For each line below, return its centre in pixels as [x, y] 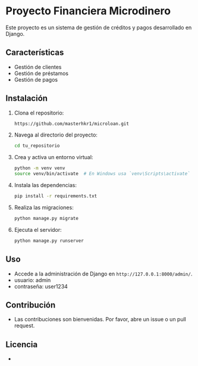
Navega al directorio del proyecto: [56, 135]
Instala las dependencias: [45, 185]
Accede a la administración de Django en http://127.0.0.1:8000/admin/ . [103, 274]
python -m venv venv [40, 168]
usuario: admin [32, 280]
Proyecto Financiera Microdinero [88, 11]
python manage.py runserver [49, 241]
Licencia [22, 344]
